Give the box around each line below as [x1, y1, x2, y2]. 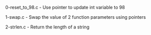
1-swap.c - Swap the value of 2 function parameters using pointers [5, 14, 146, 20]
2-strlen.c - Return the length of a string [5, 24, 90, 30]
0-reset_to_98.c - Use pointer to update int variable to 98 [5, 5, 125, 10]
